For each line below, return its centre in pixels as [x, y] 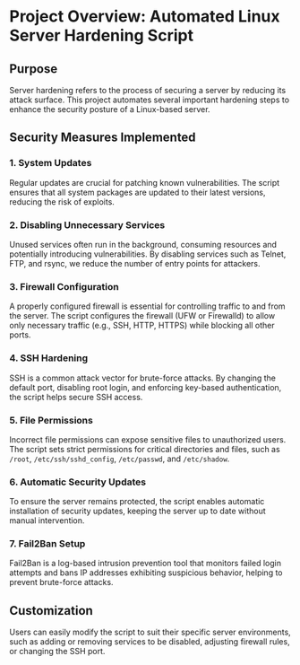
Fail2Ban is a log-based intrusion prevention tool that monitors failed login [146, 564]
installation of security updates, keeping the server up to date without [137, 511]
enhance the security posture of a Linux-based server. [110, 109]
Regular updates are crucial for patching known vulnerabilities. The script [145, 182]
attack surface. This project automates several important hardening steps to [149, 100]
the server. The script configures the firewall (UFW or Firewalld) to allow [142, 316]
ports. [20, 335]
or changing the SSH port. [57, 652]
